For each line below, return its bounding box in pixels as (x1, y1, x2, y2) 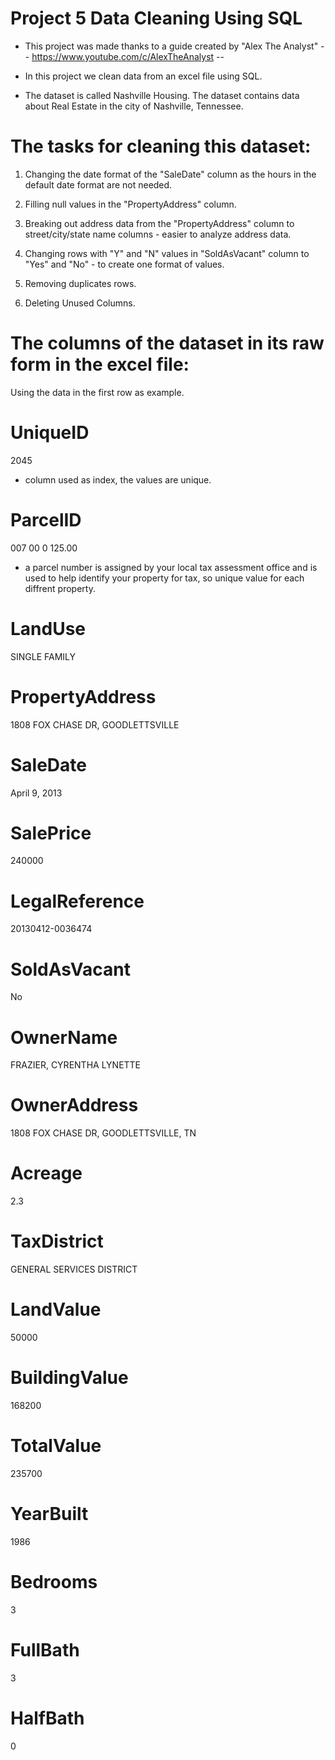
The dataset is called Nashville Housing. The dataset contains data (24, 89, 300, 101)
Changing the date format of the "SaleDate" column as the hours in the (24, 168, 317, 180)
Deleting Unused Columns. (24, 297, 136, 309)
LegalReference (10, 890, 145, 912)
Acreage (10, 1162, 83, 1185)
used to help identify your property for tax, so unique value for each (24, 572, 305, 584)
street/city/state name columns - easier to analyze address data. (24, 228, 292, 240)
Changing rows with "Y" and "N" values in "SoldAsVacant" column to (24, 247, 310, 259)
